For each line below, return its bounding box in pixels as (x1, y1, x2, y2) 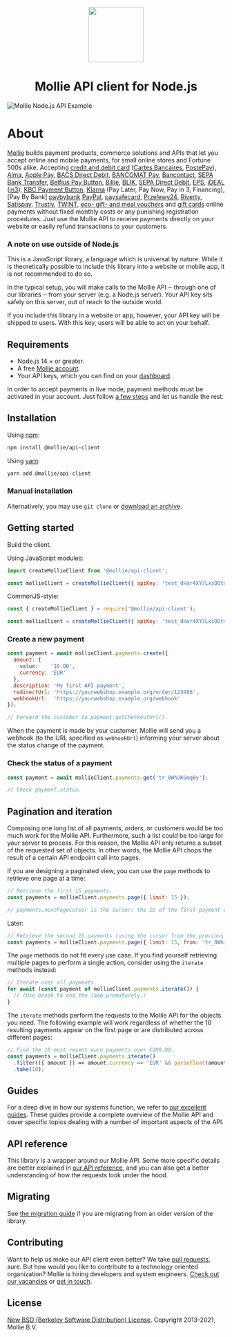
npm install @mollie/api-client (7, 444, 100, 451)
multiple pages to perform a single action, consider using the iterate (7, 958, 204, 967)
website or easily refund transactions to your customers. (7, 222, 168, 230)
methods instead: (7, 966, 57, 974)
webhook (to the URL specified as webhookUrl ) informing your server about (7, 733, 220, 742)
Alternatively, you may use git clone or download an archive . (7, 502, 182, 510)
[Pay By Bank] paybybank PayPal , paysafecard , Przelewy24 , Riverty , (7, 192, 202, 200)
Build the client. (7, 540, 52, 549)
